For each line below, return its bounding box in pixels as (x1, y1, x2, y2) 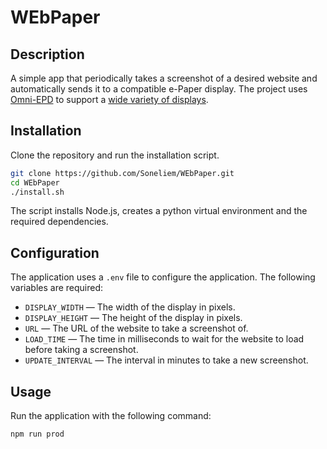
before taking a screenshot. (24, 344, 139, 356)
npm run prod (10, 429, 65, 440)
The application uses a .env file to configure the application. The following (10, 271, 316, 283)
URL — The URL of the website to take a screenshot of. (24, 322, 249, 335)
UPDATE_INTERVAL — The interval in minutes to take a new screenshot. (24, 354, 309, 366)
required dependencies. (10, 216, 109, 228)
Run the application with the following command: (10, 410, 212, 422)
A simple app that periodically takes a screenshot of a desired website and (10, 72, 318, 84)
